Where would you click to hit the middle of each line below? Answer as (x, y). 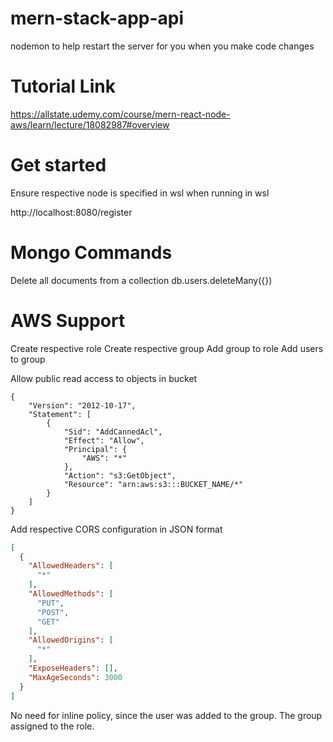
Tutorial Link (63, 86)
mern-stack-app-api (97, 18)
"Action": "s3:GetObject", (120, 475)
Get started (58, 165)
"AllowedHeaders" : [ (71, 566)
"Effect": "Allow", (104, 440)
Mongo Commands (91, 253)
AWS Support (68, 320)
